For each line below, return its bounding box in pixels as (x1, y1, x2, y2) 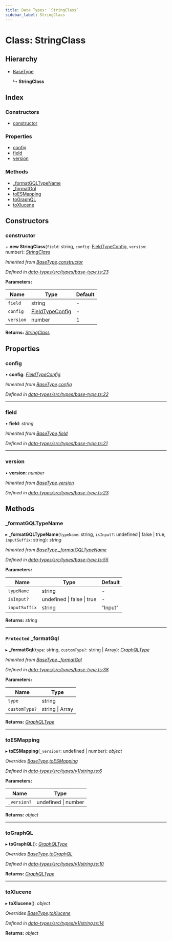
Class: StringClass (5, 34, 86, 46)
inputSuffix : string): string (5, 537, 62, 543)
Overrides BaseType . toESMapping (5, 758, 78, 764)
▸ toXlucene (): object (5, 900, 50, 906)
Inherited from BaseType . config (5, 382, 72, 388)
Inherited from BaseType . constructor (5, 259, 83, 265)
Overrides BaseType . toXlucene (5, 910, 71, 916)
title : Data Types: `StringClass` (5, 7, 79, 13)
